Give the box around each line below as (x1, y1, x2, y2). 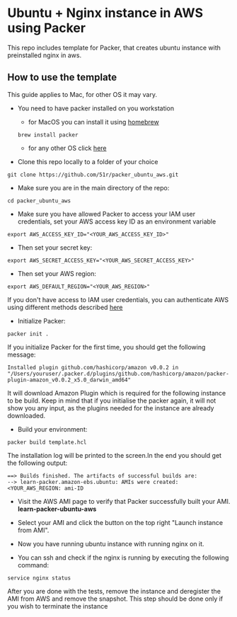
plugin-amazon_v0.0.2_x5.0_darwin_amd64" (7, 376, 132, 384)
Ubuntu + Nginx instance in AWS (7, 5, 204, 21)
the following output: (7, 459, 68, 467)
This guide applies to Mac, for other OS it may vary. (7, 90, 158, 98)
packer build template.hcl (7, 439, 87, 446)
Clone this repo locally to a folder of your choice (17, 157, 158, 166)
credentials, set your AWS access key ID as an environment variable (17, 217, 216, 226)
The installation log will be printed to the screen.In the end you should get (7, 451, 221, 459)
